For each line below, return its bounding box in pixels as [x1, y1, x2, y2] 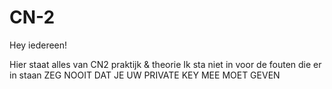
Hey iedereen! [9, 39, 68, 51]
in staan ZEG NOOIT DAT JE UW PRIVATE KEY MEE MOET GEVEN [9, 69, 281, 81]
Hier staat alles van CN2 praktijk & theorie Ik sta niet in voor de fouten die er [9, 58, 322, 70]
